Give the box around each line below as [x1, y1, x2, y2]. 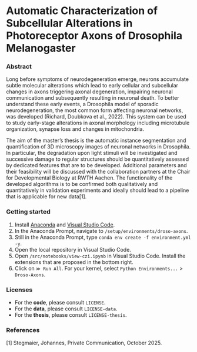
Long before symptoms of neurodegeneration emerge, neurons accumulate [6, 76, 189, 83]
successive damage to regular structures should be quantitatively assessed [6, 155, 189, 163]
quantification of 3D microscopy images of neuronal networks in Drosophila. [6, 143, 191, 150]
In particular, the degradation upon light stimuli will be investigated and [6, 150, 178, 157]
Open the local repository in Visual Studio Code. [14, 246, 131, 253]
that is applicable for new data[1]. [6, 193, 87, 200]
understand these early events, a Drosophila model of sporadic [6, 101, 159, 108]
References [6, 326, 40, 334]
